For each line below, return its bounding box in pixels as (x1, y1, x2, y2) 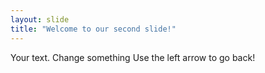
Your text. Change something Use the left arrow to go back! (10, 51, 256, 63)
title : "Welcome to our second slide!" (10, 24, 177, 34)
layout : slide (10, 14, 70, 25)
